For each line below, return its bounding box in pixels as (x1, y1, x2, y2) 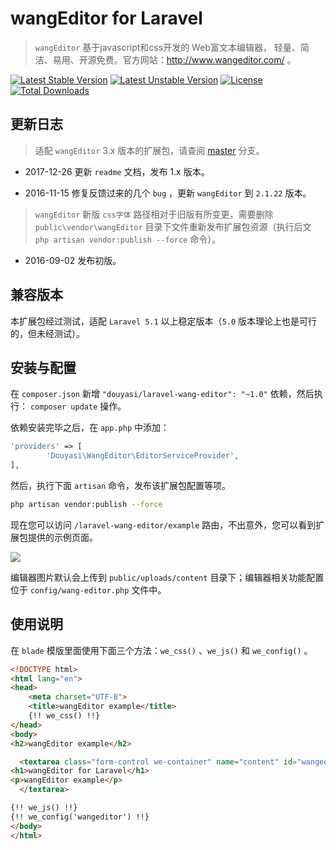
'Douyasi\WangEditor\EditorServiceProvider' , (46, 451, 240, 461)
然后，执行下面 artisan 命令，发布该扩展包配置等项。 (10, 480, 231, 491)
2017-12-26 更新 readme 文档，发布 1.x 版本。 (24, 165, 210, 177)
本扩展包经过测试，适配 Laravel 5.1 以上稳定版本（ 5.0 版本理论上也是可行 (10, 315, 318, 327)
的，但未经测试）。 (10, 327, 85, 339)
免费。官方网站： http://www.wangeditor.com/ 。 (96, 53, 297, 66)
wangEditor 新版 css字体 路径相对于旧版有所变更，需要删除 (34, 208, 274, 220)
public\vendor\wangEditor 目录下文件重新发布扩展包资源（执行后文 (34, 220, 312, 232)
